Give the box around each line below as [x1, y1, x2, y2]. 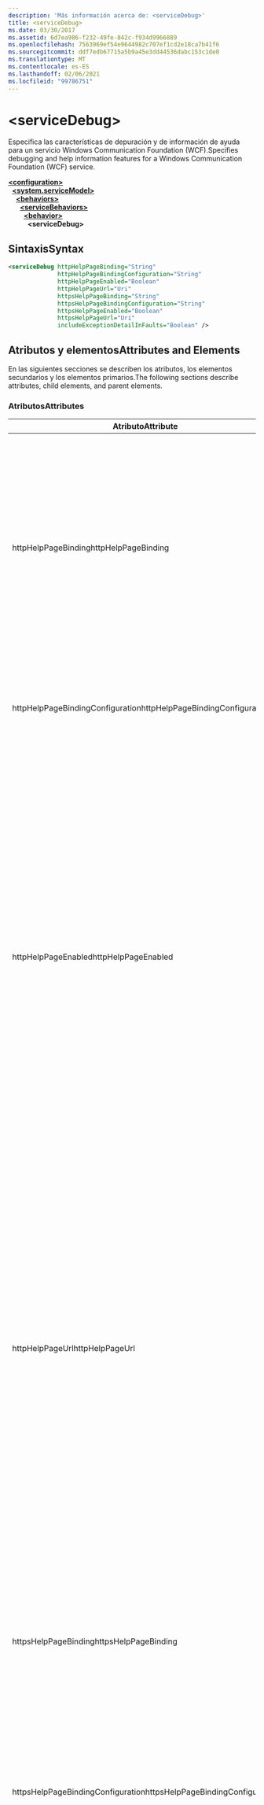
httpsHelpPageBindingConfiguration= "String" [57, 300, 206, 308]
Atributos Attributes [8, 400, 85, 412]
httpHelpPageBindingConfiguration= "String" [57, 271, 202, 279]
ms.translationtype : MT [8, 56, 86, 64]
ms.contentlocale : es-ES [8, 63, 90, 71]
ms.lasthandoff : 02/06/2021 [8, 70, 101, 78]
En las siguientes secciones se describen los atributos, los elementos [8, 364, 233, 374]
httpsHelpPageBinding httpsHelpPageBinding [12, 1636, 178, 1647]
